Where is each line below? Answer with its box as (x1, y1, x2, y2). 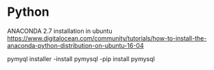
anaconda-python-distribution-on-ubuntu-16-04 (7, 41, 144, 49)
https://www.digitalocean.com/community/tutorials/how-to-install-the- (7, 34, 207, 42)
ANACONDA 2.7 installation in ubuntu (7, 27, 112, 35)
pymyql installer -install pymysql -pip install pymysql (7, 54, 156, 62)
